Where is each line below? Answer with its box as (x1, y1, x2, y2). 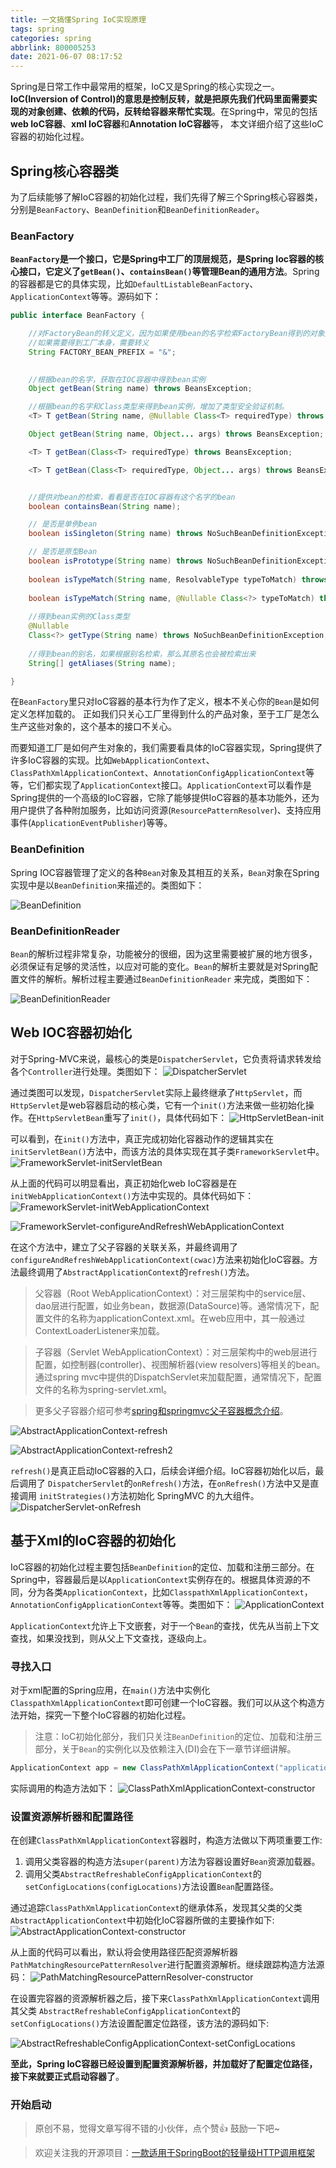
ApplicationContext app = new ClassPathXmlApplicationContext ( (10, 1763, 280, 1773)
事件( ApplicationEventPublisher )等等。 (10, 817, 173, 829)
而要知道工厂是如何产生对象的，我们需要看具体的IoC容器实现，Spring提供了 (10, 742, 323, 754)
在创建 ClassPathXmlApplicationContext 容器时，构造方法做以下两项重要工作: (10, 1834, 323, 1846)
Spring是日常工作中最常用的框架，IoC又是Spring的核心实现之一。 (10, 81, 280, 93)
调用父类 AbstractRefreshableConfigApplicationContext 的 (24, 1868, 262, 1880)
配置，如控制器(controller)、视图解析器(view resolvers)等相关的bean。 (34, 1358, 326, 1370)
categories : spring (10, 33, 92, 43)
